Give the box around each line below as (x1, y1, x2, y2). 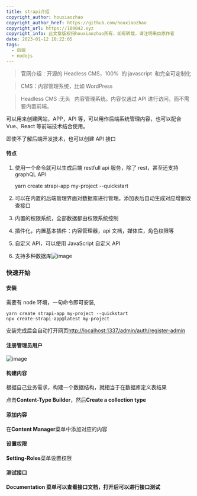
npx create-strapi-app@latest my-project (6, 316, 110, 322)
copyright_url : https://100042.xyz (6, 25, 94, 31)
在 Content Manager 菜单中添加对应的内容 (6, 425, 108, 433)
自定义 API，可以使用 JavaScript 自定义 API (14, 240, 121, 247)
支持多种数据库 (14, 252, 51, 259)
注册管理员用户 (6, 342, 43, 349)
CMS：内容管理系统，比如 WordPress (20, 82, 113, 90)
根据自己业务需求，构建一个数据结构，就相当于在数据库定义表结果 (6, 384, 167, 391)
